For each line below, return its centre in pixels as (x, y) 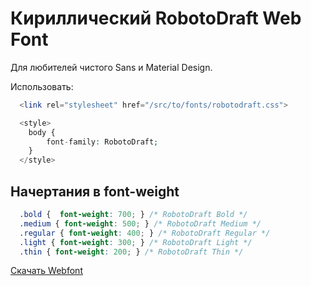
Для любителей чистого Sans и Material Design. (111, 67)
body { (42, 132)
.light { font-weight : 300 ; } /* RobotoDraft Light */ (136, 242)
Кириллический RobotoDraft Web (156, 18)
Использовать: (42, 86)
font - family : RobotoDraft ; (102, 142)
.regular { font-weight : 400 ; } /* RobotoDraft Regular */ (145, 233)
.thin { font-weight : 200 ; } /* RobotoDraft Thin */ (131, 252)
